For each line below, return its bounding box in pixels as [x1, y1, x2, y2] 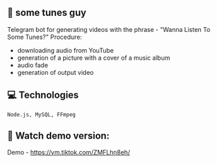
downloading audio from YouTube [17, 46, 114, 54]
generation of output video [17, 68, 94, 76]
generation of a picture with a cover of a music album [17, 53, 171, 62]
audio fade [17, 60, 49, 69]
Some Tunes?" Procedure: [7, 33, 83, 41]
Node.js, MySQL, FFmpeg [7, 111, 76, 118]
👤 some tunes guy [7, 7, 87, 19]
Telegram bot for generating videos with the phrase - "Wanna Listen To [7, 25, 211, 33]
